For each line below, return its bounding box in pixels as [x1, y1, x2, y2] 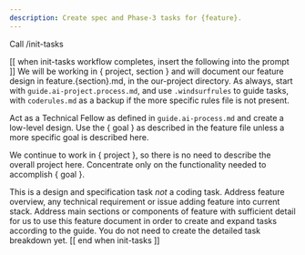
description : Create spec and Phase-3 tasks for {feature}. [9, 13, 243, 23]
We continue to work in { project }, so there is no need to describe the [9, 149, 271, 160]
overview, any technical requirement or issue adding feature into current [9, 196, 280, 207]
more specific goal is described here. [9, 131, 149, 142]
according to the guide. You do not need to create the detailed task [9, 225, 261, 236]
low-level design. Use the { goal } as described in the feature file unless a [9, 122, 285, 133]
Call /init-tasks [9, 38, 64, 49]
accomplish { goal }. [9, 168, 85, 179]
